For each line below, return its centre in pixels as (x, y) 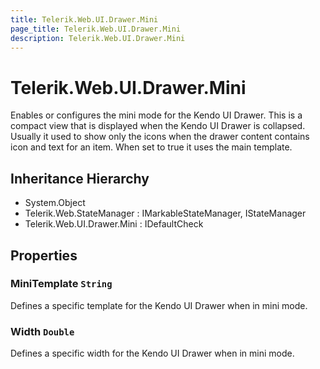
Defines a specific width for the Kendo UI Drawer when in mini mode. (152, 353)
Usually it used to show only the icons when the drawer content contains (160, 137)
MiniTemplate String (61, 284)
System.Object (55, 203)
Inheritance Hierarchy (80, 178)
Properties (44, 255)
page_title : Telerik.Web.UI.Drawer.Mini (96, 29)
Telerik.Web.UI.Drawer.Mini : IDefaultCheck (114, 224)
